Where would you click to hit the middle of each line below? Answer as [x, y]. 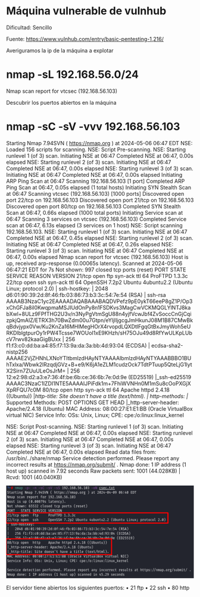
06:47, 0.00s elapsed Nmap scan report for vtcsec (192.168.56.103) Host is [97, 257]
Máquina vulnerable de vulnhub [86, 11]
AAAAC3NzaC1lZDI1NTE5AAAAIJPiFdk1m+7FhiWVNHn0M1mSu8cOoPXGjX [99, 383]
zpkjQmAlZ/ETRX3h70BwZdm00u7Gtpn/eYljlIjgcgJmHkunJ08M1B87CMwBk [100, 320]
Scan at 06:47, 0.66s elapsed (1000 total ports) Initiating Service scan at [95, 212]
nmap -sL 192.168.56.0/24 [72, 75]
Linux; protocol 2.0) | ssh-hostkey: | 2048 [57, 288]
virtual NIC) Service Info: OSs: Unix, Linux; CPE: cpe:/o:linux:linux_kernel [95, 415]
